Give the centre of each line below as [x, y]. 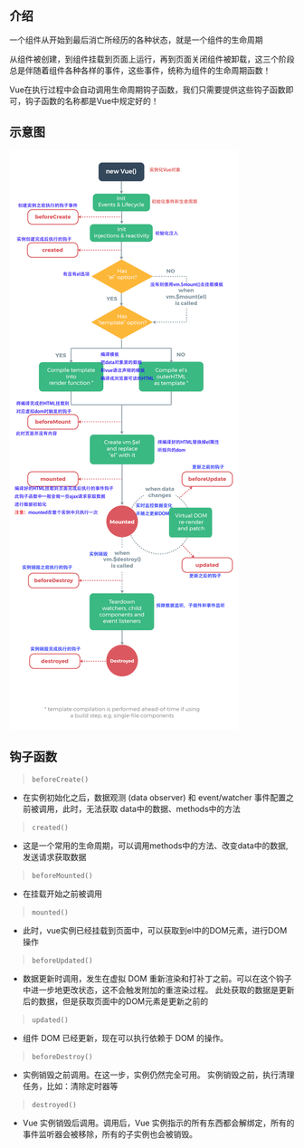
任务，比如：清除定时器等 [70, 1086]
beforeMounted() [62, 876]
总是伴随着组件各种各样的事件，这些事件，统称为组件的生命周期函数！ [140, 70]
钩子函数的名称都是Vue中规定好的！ [92, 100]
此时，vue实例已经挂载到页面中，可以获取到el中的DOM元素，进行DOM [155, 931]
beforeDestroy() [62, 1057]
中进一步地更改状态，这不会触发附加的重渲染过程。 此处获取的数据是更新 [158, 990]
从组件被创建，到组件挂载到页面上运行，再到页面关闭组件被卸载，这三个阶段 [152, 59]
